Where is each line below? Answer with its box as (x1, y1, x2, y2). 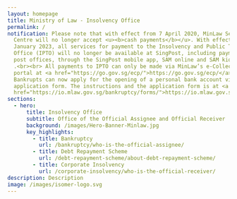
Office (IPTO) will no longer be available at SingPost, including (13, 50, 217, 57)
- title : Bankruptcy (32, 135, 93, 142)
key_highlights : (25, 128, 74, 135)
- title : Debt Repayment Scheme (32, 148, 128, 155)
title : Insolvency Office (25, 109, 102, 116)
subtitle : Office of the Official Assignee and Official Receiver (25, 115, 226, 122)
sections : (7, 96, 37, 103)
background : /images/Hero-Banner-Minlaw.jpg (25, 121, 159, 129)
